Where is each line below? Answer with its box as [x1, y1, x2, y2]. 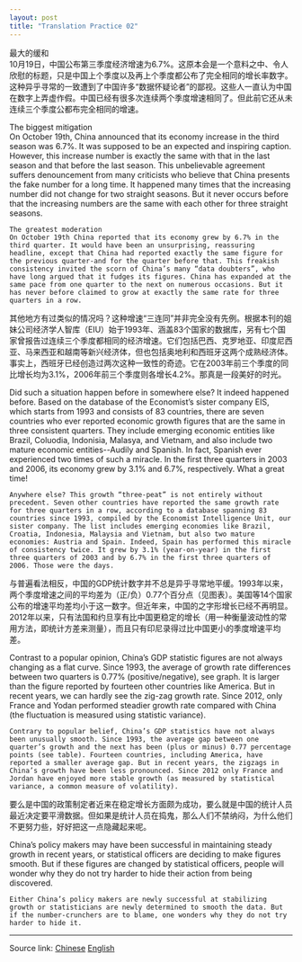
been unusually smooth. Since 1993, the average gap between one [9, 735, 259, 744]
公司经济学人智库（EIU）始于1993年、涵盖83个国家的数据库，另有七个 [16, 324, 279, 334]
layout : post [9, 13, 58, 22]
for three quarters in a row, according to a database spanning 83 [9, 505, 268, 515]
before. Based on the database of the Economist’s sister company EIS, [9, 396, 270, 407]
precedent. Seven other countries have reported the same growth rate [9, 498, 280, 507]
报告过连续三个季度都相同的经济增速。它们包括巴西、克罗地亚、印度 [24, 334, 277, 346]
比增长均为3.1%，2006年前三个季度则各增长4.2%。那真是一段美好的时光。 [9, 369, 287, 379]
